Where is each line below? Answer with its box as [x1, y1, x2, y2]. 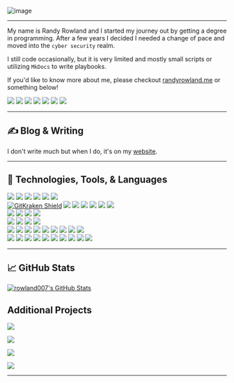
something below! [7, 84, 59, 91]
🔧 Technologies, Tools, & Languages [7, 174, 168, 186]
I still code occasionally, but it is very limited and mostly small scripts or [7, 55, 212, 63]
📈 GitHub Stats [7, 262, 75, 274]
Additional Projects [7, 304, 92, 316]
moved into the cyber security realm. [7, 42, 116, 49]
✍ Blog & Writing [7, 125, 84, 137]
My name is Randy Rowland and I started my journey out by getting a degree [7, 26, 227, 35]
